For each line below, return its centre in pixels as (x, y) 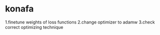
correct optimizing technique (34, 27)
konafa (20, 9)
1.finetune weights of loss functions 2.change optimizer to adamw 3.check (80, 22)
